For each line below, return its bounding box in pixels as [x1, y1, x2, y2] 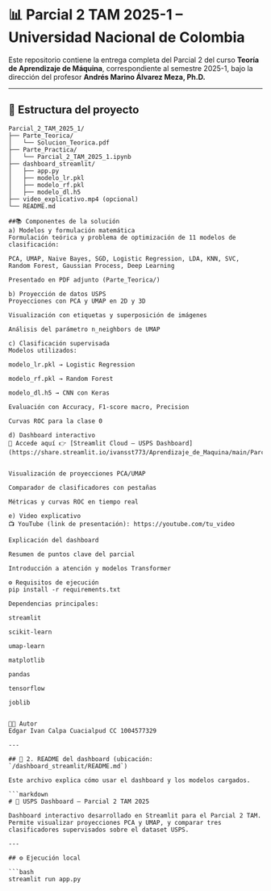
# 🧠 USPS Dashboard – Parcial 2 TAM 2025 [8, 797, 150, 805]
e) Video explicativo [8, 512, 81, 520]
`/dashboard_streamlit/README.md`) [8, 762, 128, 770]
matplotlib [8, 656, 45, 664]
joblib [8, 698, 31, 706]
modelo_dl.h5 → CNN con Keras [8, 388, 110, 397]
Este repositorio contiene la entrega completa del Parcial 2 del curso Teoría [8, 55, 260, 65]
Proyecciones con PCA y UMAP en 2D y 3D [8, 297, 147, 305]
